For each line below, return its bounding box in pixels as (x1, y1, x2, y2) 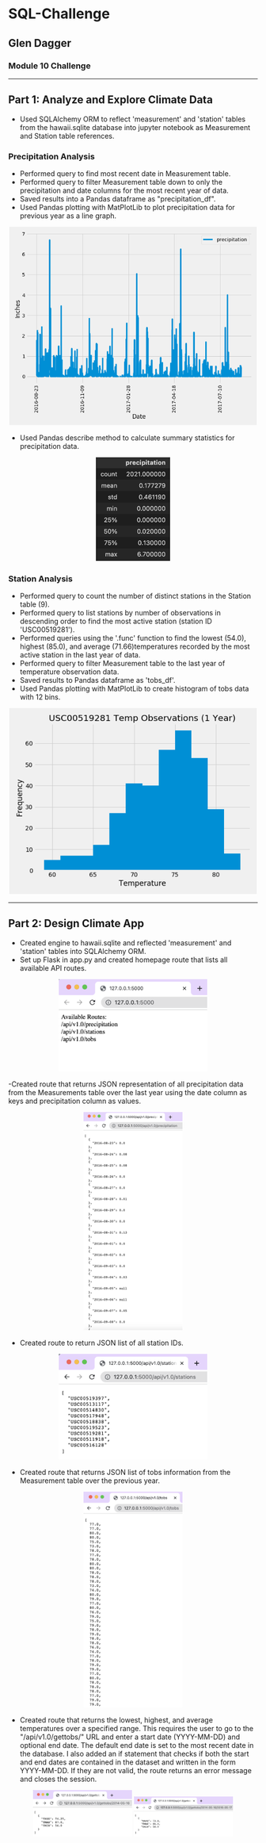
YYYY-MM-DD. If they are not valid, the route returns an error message (19, 1765, 252, 1775)
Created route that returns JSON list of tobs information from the (19, 1467, 231, 1477)
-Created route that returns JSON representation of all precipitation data (8, 1079, 244, 1089)
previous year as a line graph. (19, 211, 117, 220)
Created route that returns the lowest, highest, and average (19, 1715, 214, 1725)
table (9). (19, 600, 50, 609)
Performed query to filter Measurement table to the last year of (19, 659, 226, 669)
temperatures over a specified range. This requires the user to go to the (19, 1723, 254, 1733)
